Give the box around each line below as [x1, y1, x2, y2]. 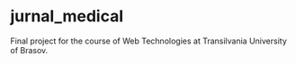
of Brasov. [10, 44, 49, 55]
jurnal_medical [10, 6, 124, 27]
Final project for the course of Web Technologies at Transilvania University [10, 35, 287, 46]
